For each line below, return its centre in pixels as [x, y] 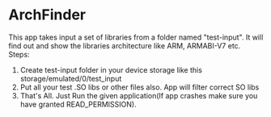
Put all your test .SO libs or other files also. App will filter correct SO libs [140, 87]
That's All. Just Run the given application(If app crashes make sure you [139, 95]
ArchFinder [47, 15]
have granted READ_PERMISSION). [78, 104]
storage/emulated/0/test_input [71, 78]
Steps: [19, 54]
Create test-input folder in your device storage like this [111, 69]
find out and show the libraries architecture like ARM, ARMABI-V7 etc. [125, 45]
